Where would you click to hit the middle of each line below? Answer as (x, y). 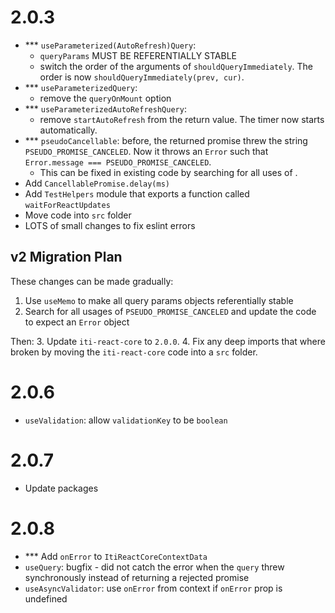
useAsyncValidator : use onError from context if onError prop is (153, 588)
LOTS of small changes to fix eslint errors (110, 225)
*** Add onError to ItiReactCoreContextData (116, 556)
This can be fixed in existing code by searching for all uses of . (168, 172)
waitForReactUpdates (67, 205)
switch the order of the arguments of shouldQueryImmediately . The (176, 66)
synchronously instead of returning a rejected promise (137, 577)
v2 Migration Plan (66, 257)
